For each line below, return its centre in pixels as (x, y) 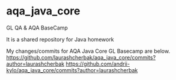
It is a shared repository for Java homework (60, 39)
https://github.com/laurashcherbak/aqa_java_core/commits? (81, 57)
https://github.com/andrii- (98, 64)
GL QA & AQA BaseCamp (37, 28)
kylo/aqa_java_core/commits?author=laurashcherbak (72, 70)
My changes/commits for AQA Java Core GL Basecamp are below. (88, 51)
